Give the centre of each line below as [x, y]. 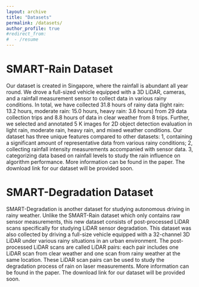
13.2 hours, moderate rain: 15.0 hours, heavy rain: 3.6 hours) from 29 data [97, 111]
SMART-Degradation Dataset [80, 193]
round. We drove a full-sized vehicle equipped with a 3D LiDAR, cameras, [96, 92]
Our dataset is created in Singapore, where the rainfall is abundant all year [97, 86]
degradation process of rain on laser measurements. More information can [98, 266]
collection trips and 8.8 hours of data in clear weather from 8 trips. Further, [98, 117]
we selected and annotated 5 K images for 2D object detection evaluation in [99, 124]
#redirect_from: [26, 34]
